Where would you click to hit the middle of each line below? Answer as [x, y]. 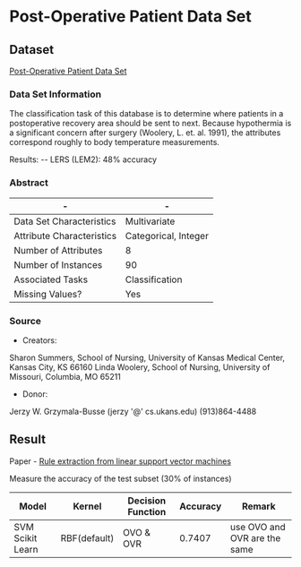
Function [147, 511]
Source [26, 321]
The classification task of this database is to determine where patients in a [146, 114]
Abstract [29, 183]
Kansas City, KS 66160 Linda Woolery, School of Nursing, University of [140, 367]
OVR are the [255, 537]
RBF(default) [87, 537]
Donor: [35, 394]
